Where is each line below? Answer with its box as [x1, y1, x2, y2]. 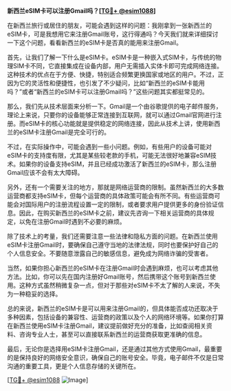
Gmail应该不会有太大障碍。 [7, 169, 84, 176]
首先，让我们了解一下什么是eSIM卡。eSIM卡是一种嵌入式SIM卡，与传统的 [7, 53, 216, 61]
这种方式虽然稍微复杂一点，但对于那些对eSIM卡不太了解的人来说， [19, 282, 208, 289]
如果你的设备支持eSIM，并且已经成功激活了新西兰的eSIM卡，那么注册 [19, 160, 217, 168]
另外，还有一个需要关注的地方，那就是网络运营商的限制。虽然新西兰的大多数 [7, 183, 224, 191]
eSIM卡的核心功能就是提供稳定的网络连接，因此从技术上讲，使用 [25, 120, 208, 127]
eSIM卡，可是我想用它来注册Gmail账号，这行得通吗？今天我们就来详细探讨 [7, 30, 219, 38]
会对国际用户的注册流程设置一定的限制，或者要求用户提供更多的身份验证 [12, 200, 218, 209]
